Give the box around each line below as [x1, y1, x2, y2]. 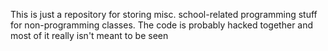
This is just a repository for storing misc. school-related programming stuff [10, 9, 318, 20]
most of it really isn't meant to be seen [10, 30, 169, 41]
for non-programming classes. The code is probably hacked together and [10, 19, 314, 31]
